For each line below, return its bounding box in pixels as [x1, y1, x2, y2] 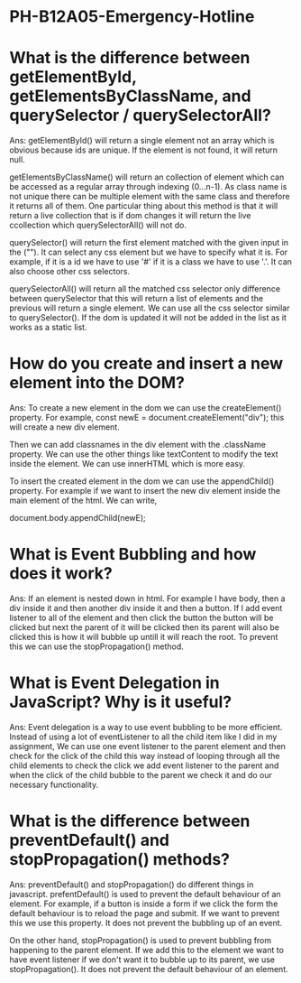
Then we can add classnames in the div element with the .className [9, 440, 266, 450]
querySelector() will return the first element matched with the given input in [9, 237, 289, 248]
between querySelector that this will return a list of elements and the [9, 293, 264, 304]
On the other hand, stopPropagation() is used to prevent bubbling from [9, 934, 272, 945]
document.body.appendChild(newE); [9, 513, 146, 524]
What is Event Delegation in [9, 672, 221, 693]
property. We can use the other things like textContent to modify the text [9, 449, 278, 459]
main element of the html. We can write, [9, 495, 158, 506]
